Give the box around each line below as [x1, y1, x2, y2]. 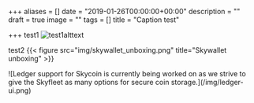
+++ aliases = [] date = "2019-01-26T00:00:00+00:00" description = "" [8, 7, 241, 16]
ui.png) [8, 86, 32, 95]
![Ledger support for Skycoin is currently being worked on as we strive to [8, 69, 246, 78]
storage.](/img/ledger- [170, 78, 244, 86]
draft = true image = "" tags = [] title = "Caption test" [8, 15, 180, 24]
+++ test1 [8, 31, 39, 39]
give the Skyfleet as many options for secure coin [8, 78, 170, 86]
